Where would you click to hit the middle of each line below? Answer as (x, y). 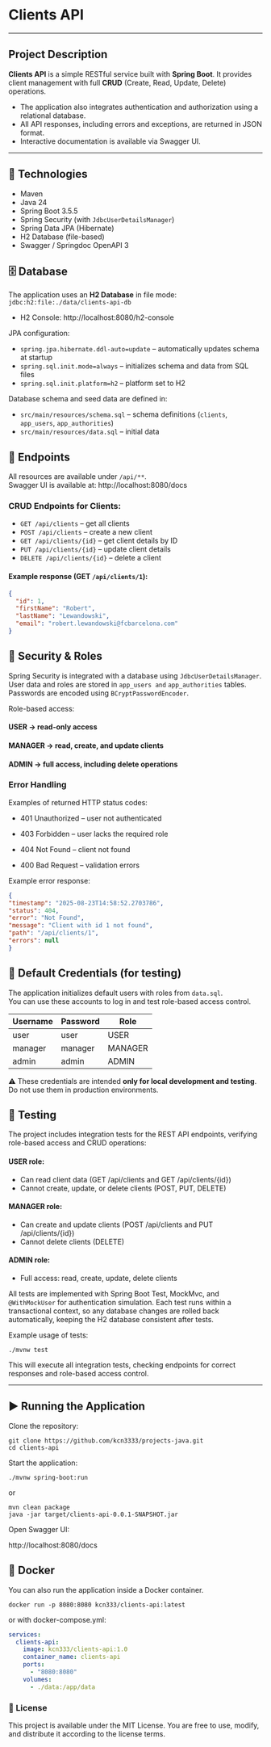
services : (25, 1634)
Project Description (58, 55)
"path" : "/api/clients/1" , (54, 933)
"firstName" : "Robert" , (55, 609)
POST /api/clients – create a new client (86, 532)
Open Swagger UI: (39, 1529)
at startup (36, 358)
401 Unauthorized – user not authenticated (91, 818)
